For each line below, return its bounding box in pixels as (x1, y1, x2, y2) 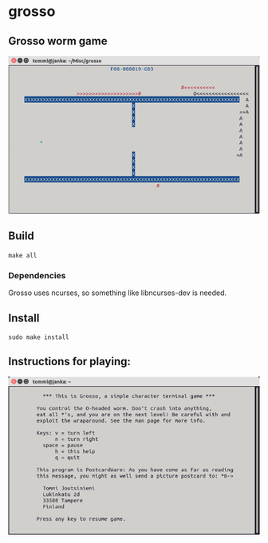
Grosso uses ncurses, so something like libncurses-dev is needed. (8, 288, 227, 297)
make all (8, 251, 37, 259)
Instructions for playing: (8, 355, 132, 368)
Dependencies (8, 270, 66, 281)
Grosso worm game (8, 34, 108, 48)
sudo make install (8, 333, 69, 341)
